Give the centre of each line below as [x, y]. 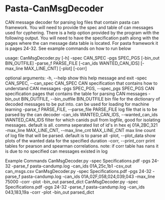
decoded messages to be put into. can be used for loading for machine [77, 104]
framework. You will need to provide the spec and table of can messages [79, 27]
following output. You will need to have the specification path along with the [82, 38]
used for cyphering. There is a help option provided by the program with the [82, 33]
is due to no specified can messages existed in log [56, 151]
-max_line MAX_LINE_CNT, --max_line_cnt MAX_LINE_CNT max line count [80, 130]
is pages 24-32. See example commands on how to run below [68, 48]
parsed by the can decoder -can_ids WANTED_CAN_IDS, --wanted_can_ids [82, 114]
